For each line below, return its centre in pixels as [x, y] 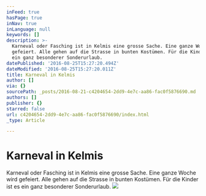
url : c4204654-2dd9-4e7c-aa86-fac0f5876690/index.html [78, 115]
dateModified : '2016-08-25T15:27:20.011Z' [61, 69]
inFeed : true [23, 12]
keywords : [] [23, 35]
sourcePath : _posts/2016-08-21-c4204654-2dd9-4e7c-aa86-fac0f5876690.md [101, 92]
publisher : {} [25, 103]
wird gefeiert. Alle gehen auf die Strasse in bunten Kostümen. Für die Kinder [102, 179]
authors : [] [21, 97]
